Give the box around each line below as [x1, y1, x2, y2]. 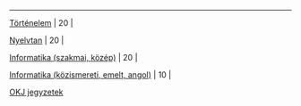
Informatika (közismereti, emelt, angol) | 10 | [9, 69, 172, 80]
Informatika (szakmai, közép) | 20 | [9, 53, 138, 62]
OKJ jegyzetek [9, 86, 64, 97]
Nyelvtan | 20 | [9, 35, 64, 45]
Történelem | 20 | [9, 18, 73, 28]
